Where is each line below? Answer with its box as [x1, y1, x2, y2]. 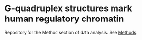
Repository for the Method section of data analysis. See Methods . [4, 29, 138, 35]
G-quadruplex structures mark [4, 3, 132, 14]
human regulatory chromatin [4, 13, 124, 24]
